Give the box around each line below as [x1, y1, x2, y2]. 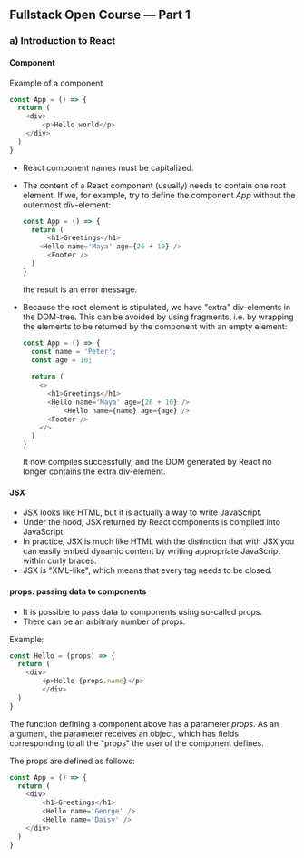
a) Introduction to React [9, 35, 116, 47]
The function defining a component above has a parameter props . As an [9, 718, 279, 729]
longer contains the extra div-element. [22, 466, 166, 477]
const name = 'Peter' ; [31, 347, 117, 356]
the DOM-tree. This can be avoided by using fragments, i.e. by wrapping [22, 311, 294, 322]
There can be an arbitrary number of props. [22, 616, 186, 627]
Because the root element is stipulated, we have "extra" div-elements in [22, 301, 291, 312]
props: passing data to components [9, 586, 147, 597]
